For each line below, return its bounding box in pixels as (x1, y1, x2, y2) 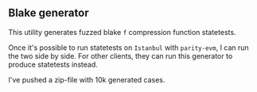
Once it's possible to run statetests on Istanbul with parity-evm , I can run (8, 43, 249, 52)
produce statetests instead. (8, 59, 98, 69)
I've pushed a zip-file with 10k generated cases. (8, 75, 165, 84)
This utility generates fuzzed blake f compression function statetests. (8, 27, 236, 36)
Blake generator (8, 6, 89, 20)
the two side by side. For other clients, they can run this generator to (8, 51, 233, 60)
